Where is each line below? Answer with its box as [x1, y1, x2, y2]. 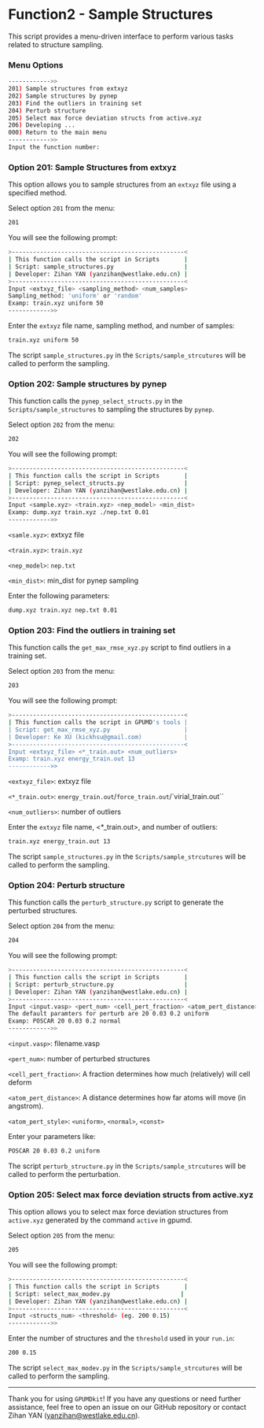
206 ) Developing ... [8, 121, 76, 129]
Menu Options [8, 59, 64, 70]
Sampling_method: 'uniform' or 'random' [8, 292, 143, 300]
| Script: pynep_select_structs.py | [8, 479, 189, 487]
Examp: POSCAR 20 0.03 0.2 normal [8, 1017, 122, 1025]
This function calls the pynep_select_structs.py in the [8, 396, 183, 406]
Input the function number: [8, 143, 101, 151]
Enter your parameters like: [8, 1132, 96, 1141]
